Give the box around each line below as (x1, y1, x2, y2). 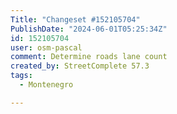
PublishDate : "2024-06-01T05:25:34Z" (10, 24, 168, 34)
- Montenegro (19, 80, 74, 90)
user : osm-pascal (10, 42, 83, 53)
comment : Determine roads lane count (10, 52, 168, 62)
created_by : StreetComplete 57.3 (10, 61, 150, 71)
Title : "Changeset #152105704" (10, 14, 141, 25)
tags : (10, 71, 33, 81)
